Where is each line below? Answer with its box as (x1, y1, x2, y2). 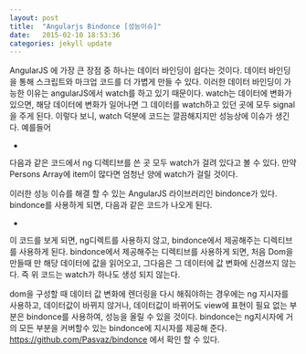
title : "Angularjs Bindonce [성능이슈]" (9, 22, 162, 31)
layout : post (9, 13, 59, 23)
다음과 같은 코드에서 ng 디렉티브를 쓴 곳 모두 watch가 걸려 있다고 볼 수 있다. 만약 (9, 157, 297, 169)
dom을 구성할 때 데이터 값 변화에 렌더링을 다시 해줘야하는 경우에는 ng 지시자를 (9, 288, 290, 299)
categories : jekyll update (9, 38, 112, 48)
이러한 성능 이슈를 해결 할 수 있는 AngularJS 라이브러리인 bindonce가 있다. (9, 188, 278, 199)
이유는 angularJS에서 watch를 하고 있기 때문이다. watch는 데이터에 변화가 (26, 88, 292, 99)
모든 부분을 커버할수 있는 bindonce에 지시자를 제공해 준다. (18, 323, 227, 334)
